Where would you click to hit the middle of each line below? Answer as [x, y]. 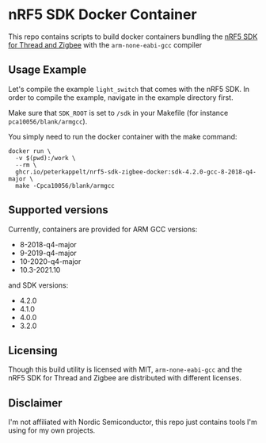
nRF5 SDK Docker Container [103, 15]
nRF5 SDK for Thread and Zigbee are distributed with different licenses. [125, 378]
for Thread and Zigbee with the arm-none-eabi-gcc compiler [105, 44]
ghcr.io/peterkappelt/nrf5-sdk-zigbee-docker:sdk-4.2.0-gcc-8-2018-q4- [136, 172]
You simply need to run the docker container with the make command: [123, 136]
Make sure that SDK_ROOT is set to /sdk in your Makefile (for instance [118, 113]
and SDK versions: [38, 285]
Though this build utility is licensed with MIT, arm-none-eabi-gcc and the [125, 369]
